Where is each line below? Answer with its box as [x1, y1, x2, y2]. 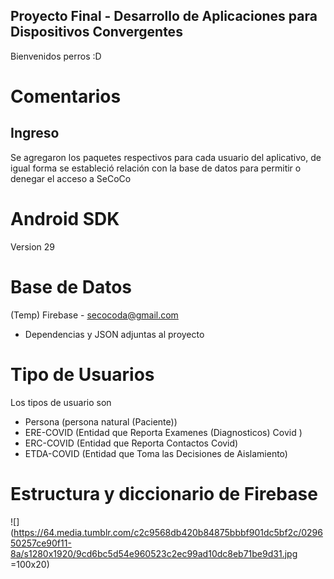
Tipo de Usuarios [10, 363, 155, 386]
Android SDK [10, 208, 120, 230]
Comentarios [10, 85, 122, 108]
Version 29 [10, 240, 55, 253]
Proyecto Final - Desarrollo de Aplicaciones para [10, 8, 318, 25]
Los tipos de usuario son [10, 396, 112, 408]
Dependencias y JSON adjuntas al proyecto [24, 328, 205, 340]
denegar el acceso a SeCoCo [10, 172, 132, 184]
